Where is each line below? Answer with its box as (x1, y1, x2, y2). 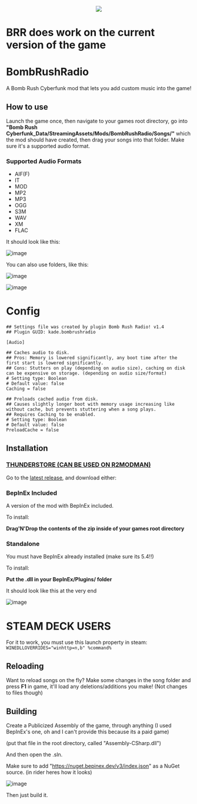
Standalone (6, 540, 40, 548)
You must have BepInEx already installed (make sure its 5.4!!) (6, 553, 154, 560)
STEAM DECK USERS (6, 619, 111, 633)
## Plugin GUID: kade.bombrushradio (6, 329, 96, 335)
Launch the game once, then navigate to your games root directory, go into (6, 117, 188, 124)
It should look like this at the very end (6, 587, 97, 594)
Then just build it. (6, 792, 48, 799)
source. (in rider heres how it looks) (6, 769, 92, 776)
